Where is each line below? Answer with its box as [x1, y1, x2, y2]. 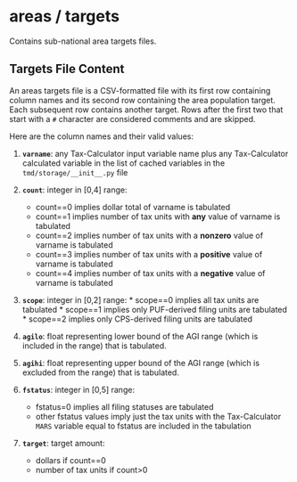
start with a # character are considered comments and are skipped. [9, 113, 256, 124]
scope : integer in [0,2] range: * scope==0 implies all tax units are [21, 294, 260, 305]
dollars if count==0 [35, 454, 107, 465]
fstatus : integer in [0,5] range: [21, 384, 136, 395]
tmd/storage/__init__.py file [21, 167, 128, 177]
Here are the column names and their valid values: [9, 131, 194, 142]
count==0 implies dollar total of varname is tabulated [35, 201, 231, 212]
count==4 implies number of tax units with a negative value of [35, 267, 266, 278]
